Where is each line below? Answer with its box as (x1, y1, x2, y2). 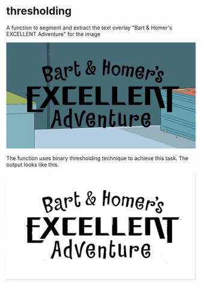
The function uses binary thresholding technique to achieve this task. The (6, 155, 189, 162)
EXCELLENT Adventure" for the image (6, 30, 101, 37)
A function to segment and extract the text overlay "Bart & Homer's (6, 24, 173, 31)
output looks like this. (6, 161, 59, 169)
